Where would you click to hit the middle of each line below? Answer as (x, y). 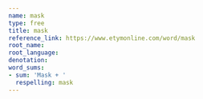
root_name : (26, 46)
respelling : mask (45, 82)
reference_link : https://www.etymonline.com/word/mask (102, 38)
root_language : (34, 53)
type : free (26, 23)
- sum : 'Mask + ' (37, 75)
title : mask (28, 30)
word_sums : (26, 68)
